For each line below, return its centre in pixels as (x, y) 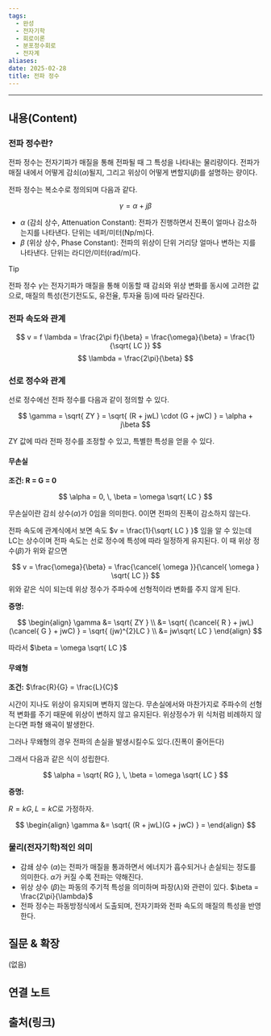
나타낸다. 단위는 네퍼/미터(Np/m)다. (98, 233)
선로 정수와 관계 (37, 381)
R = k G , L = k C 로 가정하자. (51, 809)
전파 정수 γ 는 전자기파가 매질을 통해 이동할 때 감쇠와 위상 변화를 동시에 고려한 (130, 286)
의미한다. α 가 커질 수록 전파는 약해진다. (81, 877)
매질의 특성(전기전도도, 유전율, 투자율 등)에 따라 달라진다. (115, 296)
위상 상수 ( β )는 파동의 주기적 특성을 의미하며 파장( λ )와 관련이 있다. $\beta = (140, 886)
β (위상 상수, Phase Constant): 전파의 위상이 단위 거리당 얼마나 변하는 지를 (138, 242)
